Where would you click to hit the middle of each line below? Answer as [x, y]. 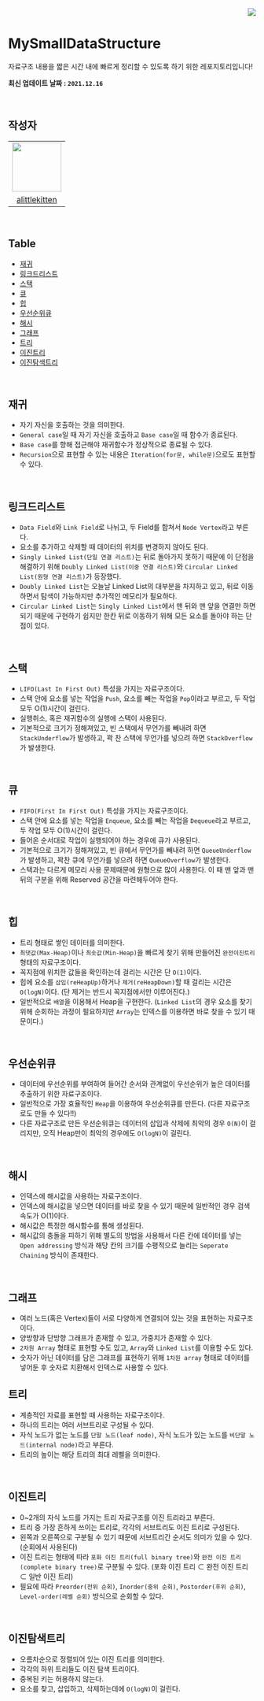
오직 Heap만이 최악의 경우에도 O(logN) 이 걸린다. [117, 1133]
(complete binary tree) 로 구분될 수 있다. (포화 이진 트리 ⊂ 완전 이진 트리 [134, 1566]
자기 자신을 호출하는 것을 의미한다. [72, 425]
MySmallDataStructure [84, 44]
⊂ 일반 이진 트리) [46, 1576]
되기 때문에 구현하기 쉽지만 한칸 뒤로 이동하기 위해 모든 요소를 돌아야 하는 [132, 616]
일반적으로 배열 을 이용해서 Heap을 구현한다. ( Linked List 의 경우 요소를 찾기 [136, 1001]
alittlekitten [37, 199]
